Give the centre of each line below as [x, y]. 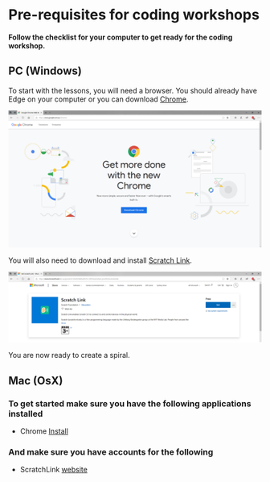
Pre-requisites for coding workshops [134, 15]
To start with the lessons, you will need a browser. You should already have [133, 90]
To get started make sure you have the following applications [130, 403]
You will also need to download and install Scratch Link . [100, 260]
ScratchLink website [54, 470]
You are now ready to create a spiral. [69, 355]
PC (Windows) [45, 71]
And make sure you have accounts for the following [111, 451]
